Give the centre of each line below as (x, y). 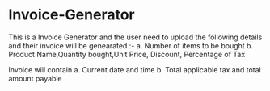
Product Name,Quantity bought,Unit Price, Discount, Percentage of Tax (127, 54)
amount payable (35, 78)
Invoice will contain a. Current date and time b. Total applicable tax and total (135, 69)
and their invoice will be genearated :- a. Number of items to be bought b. (131, 45)
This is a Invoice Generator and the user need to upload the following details (135, 37)
